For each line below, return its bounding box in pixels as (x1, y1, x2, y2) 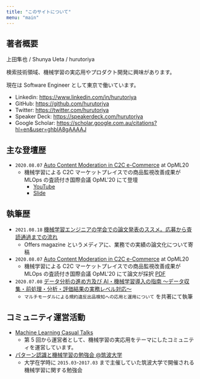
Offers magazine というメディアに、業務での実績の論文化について (24, 241, 189, 248)
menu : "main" (6, 15, 39, 21)
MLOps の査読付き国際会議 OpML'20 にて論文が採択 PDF (24, 270, 166, 277)
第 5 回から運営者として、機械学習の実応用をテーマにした (24, 336, 168, 343)
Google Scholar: (15, 119, 56, 127)
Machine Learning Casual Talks (15, 329, 94, 336)
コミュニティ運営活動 (6, 312, 86, 323)
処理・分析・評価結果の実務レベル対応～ (31, 285, 132, 292)
